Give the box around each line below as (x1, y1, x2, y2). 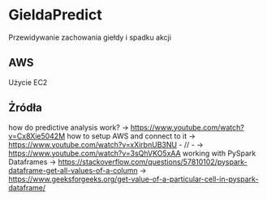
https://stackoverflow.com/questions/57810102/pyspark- (58, 156, 248, 167)
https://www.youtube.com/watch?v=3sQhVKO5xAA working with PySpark (8, 148, 256, 158)
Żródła (8, 101, 42, 115)
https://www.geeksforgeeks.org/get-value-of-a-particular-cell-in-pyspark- (8, 174, 259, 184)
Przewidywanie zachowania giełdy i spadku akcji (8, 32, 172, 42)
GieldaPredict (8, 6, 103, 24)
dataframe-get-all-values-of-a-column (8, 165, 138, 175)
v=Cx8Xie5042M (8, 131, 66, 141)
